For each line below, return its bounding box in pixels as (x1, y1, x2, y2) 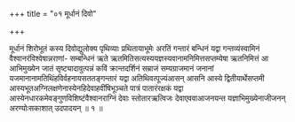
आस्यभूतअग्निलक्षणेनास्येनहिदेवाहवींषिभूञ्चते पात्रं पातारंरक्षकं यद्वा (9, 83, 184, 93)
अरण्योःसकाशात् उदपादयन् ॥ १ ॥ (9, 103, 103, 113)
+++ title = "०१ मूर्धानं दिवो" (9, 9, 97, 19)
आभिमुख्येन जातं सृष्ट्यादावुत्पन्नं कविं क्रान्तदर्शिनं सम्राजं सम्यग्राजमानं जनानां (9, 63, 215, 73)
